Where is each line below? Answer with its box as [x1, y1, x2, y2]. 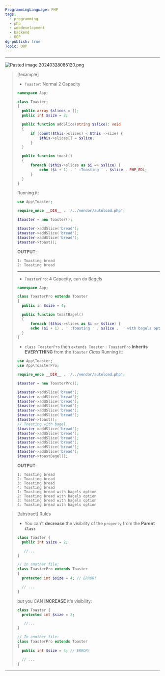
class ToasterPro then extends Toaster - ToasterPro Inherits [24, 344, 148, 350]
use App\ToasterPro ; [17, 363, 59, 368]
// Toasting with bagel [17, 421, 66, 427]
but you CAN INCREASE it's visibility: [17, 598, 92, 604]
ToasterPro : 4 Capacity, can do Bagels [24, 276, 102, 282]
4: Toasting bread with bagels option [17, 502, 97, 507]
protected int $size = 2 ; [22, 612, 75, 617]
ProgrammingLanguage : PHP [5, 7, 58, 12]
